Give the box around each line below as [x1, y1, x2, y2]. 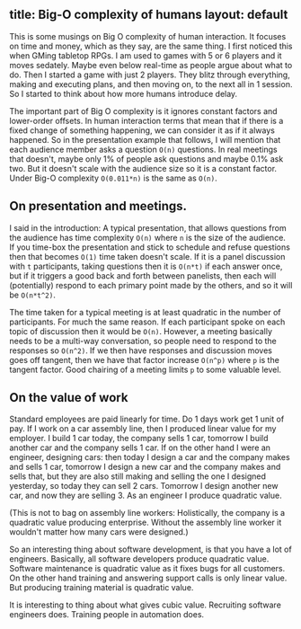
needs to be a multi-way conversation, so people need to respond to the [9, 335, 277, 346]
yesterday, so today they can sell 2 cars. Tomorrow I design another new [9, 481, 279, 492]
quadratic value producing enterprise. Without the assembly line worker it [9, 517, 282, 528]
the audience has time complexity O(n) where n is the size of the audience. [9, 232, 286, 243]
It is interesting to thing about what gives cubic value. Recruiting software [9, 599, 281, 610]
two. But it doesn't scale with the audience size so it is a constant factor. [9, 163, 277, 173]
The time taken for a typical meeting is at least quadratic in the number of [9, 306, 281, 317]
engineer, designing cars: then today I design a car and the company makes [9, 452, 290, 463]
